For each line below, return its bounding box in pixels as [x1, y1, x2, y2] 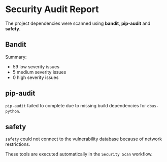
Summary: [5, 54, 27, 60]
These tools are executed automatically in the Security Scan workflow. [5, 151, 153, 157]
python [5, 109, 19, 114]
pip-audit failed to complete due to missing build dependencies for [5, 102, 146, 108]
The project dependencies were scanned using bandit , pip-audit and [5, 20, 151, 26]
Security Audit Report [5, 4, 99, 15]
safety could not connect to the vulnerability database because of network [5, 136, 162, 142]
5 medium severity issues [12, 69, 66, 75]
